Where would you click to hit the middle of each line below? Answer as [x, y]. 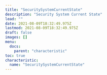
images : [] [16, 37]
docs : [15, 46]
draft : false [18, 33]
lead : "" [14, 19]
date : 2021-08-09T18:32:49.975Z [38, 23]
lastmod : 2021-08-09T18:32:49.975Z [42, 28]
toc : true [15, 56]
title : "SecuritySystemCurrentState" [44, 10]
